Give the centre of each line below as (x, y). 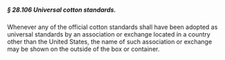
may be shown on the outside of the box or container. (83, 49)
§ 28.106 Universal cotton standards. (62, 10)
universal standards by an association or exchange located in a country (109, 34)
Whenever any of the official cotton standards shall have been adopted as (112, 27)
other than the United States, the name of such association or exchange (110, 41)
